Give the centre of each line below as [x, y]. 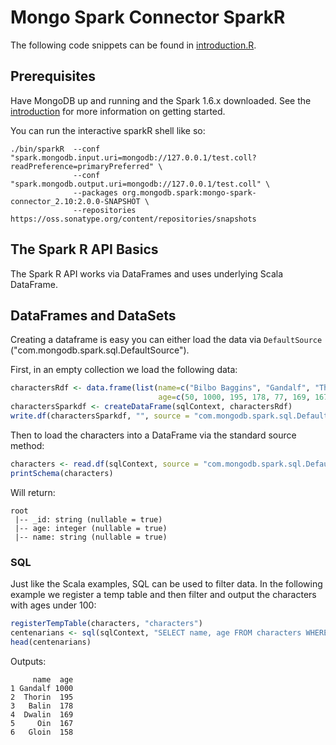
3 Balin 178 [42, 706]
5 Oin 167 [42, 723]
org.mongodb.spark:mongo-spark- [189, 192]
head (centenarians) [51, 642]
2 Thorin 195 [42, 697]
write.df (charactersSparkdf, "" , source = [100, 416]
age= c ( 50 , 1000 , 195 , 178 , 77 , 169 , [234, 397]
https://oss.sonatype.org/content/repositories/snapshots [133, 219]
